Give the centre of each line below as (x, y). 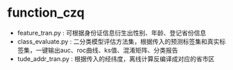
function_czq (46, 13)
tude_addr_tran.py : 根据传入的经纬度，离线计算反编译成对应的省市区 (116, 59)
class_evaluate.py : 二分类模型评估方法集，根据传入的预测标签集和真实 (119, 41)
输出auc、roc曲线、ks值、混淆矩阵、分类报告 (113, 50)
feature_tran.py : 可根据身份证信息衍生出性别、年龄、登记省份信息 (112, 33)
